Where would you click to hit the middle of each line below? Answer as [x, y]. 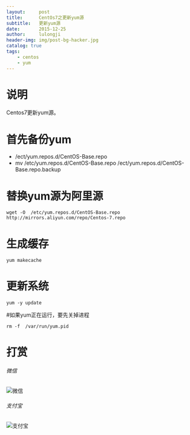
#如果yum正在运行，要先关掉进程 [48, 315]
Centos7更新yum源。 [33, 112]
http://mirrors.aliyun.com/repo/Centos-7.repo [66, 218]
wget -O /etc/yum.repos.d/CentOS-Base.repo [63, 213]
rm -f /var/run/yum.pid [38, 327]
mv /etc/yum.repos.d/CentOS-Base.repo [66, 163]
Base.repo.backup [38, 170]
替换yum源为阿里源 [55, 196]
